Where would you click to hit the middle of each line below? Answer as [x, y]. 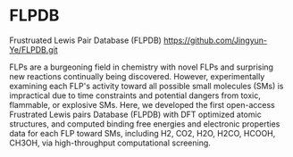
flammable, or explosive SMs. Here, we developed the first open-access [142, 104]
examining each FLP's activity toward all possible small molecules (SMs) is [146, 86]
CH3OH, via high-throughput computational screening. [110, 143]
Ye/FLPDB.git [33, 49]
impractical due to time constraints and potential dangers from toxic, [135, 95]
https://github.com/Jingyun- [216, 40]
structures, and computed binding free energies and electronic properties [145, 124]
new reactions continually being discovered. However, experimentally [137, 76]
